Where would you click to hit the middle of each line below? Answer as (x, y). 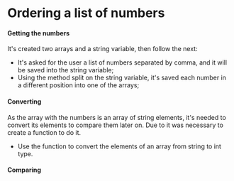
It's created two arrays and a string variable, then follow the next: (102, 49)
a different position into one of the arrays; (78, 85)
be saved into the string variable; (66, 70)
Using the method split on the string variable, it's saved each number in (122, 78)
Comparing (24, 170)
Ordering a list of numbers (86, 13)
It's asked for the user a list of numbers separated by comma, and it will (122, 62)
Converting (24, 102)
